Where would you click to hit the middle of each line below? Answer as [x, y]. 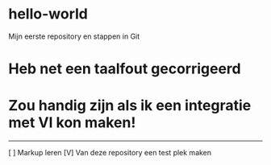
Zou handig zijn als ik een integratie [130, 106]
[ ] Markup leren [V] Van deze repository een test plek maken [110, 153]
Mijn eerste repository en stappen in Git [74, 36]
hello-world [48, 14]
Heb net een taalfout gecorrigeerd [125, 69]
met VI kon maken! [72, 123]
